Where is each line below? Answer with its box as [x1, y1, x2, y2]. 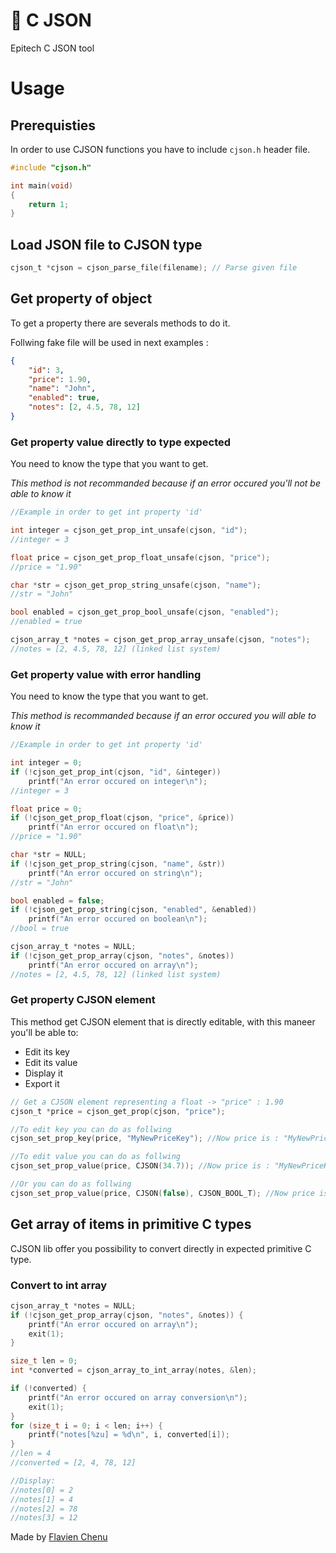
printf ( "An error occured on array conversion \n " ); [28, 1392, 248, 1403]
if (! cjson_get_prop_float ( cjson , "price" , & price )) [10, 813, 235, 823]
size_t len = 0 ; [10, 1356, 78, 1366]
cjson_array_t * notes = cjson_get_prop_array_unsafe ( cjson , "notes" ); [10, 635, 311, 645]
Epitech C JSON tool [10, 42, 95, 54]
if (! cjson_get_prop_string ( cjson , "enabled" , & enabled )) [10, 905, 257, 915]
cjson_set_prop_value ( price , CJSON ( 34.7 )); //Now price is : [10, 1161, 271, 1171]
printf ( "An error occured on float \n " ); [28, 822, 199, 833]
